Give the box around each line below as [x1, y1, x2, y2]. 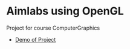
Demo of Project [15, 36, 56, 43]
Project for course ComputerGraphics [6, 24, 100, 31]
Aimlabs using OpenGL [6, 4, 124, 18]
